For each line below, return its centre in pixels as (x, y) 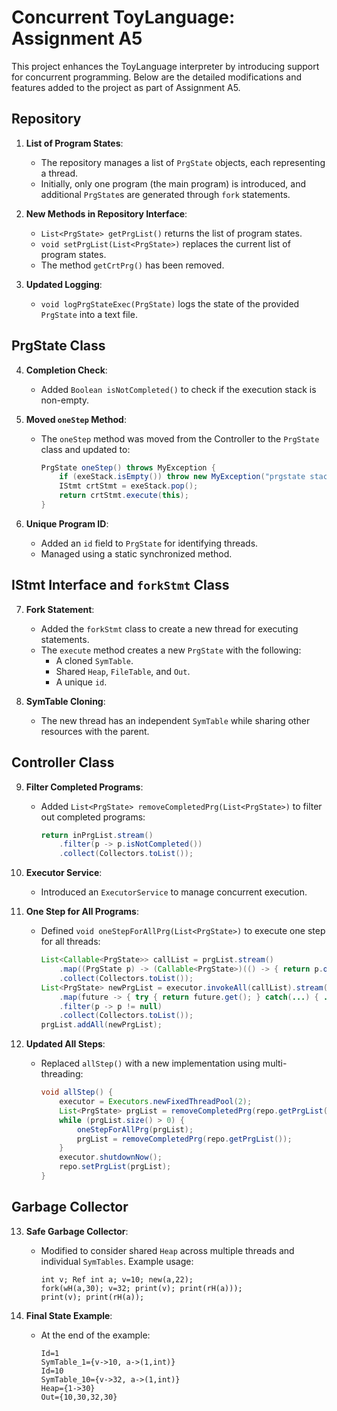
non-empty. (65, 400)
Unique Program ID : (67, 523)
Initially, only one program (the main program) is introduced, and (173, 183)
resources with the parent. (95, 731)
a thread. (59, 173)
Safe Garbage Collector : (77, 1231)
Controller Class (63, 762)
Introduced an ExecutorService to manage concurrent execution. (174, 892)
